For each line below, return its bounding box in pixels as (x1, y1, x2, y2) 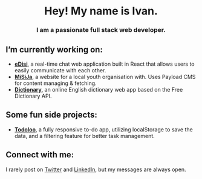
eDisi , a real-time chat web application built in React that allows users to (14, 60, 195, 68)
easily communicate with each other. (14, 66, 106, 74)
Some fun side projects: (5, 110, 97, 120)
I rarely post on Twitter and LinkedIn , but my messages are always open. (5, 166, 186, 173)
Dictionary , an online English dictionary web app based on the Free (14, 86, 183, 93)
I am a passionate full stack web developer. (36, 26, 166, 34)
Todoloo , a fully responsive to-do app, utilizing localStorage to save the (14, 125, 193, 133)
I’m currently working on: (5, 44, 103, 55)
